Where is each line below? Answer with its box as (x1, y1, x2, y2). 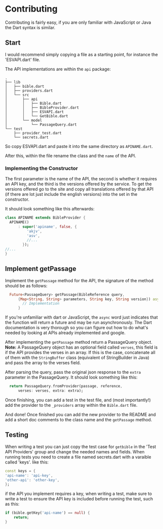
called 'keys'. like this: (5, 459, 49, 465)
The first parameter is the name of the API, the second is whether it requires (5, 176, 157, 182)
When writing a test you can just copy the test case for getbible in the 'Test (5, 444, 156, 449)
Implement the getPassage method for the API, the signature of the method (5, 277, 154, 283)
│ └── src (5, 92, 29, 97)
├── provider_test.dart (14, 130, 62, 135)
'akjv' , (26, 229, 42, 234)
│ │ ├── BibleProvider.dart (5, 105, 79, 110)
